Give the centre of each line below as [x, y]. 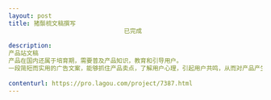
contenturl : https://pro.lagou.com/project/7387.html [101, 83]
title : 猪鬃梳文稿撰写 [42, 23]
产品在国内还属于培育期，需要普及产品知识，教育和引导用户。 [96, 61]
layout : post [30, 16]
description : [30, 46]
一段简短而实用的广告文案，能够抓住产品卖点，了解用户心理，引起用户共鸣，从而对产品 [131, 69]
